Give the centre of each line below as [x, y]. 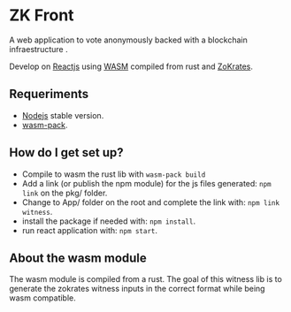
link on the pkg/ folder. [65, 193]
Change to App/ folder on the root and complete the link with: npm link [151, 202]
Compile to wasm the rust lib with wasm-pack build [114, 174]
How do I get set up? [66, 152]
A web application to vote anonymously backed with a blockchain [128, 40]
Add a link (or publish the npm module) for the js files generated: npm [146, 183]
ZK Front [42, 15]
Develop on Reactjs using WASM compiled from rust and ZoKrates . [131, 66]
